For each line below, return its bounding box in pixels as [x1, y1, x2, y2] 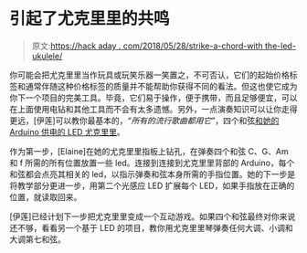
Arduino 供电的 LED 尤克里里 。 [9, 126, 125, 137]
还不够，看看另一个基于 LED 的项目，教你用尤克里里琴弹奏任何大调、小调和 [9, 222, 294, 233]
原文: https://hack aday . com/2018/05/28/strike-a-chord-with [31, 40, 263, 51]
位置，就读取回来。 [9, 191, 82, 202]
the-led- [264, 40, 297, 51]
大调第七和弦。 [9, 234, 66, 245]
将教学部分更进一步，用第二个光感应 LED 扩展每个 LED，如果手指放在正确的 [9, 180, 295, 191]
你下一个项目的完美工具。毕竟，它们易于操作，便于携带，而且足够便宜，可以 [9, 92, 298, 103]
